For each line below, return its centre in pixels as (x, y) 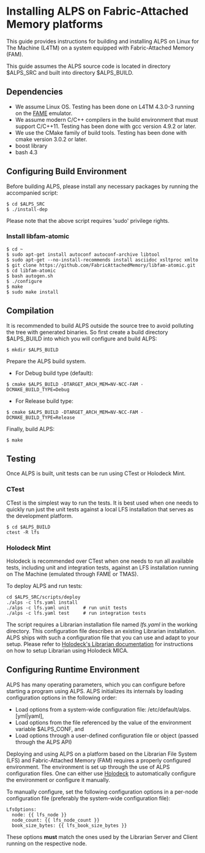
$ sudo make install (33, 292)
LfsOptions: (21, 810)
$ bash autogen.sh (30, 276)
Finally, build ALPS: (31, 429)
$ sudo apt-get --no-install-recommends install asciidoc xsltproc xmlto (102, 260)
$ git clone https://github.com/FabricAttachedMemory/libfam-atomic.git (101, 265)
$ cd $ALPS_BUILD (28, 527)
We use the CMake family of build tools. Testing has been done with (101, 132)
